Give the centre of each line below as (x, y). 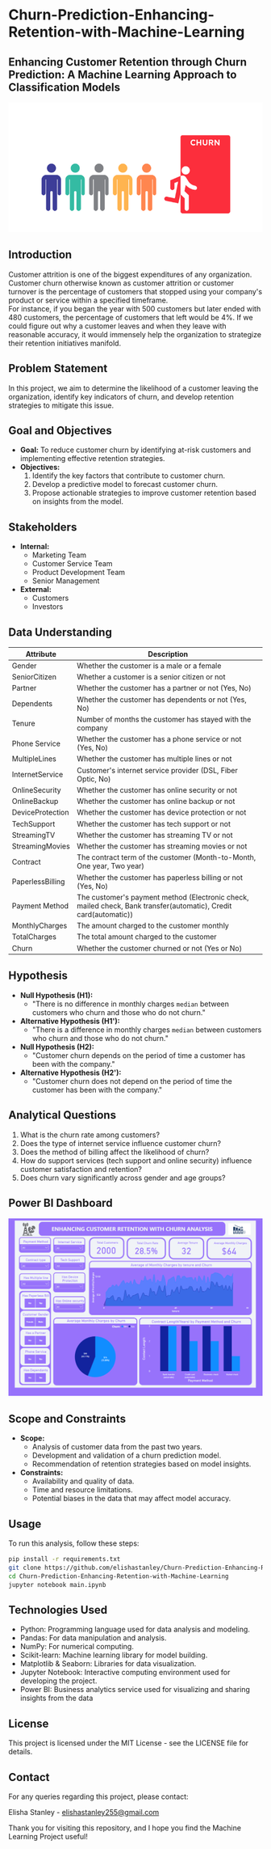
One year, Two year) (110, 866)
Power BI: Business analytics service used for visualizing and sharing (135, 1690)
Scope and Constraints (67, 1418)
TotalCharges (34, 937)
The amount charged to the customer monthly (153, 926)
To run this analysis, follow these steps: (74, 1543)
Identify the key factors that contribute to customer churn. (129, 476)
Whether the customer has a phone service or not (159, 739)
